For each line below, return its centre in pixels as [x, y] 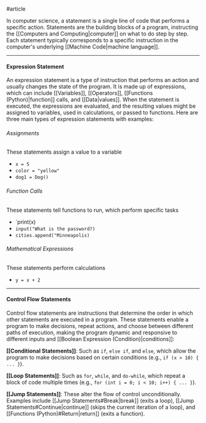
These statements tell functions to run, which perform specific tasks [93, 210]
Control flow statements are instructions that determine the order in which [100, 313]
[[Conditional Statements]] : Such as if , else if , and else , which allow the [101, 351]
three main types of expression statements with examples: [80, 119]
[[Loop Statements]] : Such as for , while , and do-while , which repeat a [96, 376]
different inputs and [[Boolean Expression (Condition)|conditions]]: [90, 339]
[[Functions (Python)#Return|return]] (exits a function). [76, 414]
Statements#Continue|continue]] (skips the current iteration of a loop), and [101, 407]
